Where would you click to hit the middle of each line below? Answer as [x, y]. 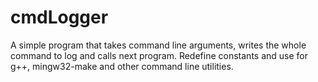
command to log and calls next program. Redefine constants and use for [159, 55]
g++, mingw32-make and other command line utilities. [122, 66]
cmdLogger [59, 17]
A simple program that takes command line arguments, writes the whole [158, 45]
